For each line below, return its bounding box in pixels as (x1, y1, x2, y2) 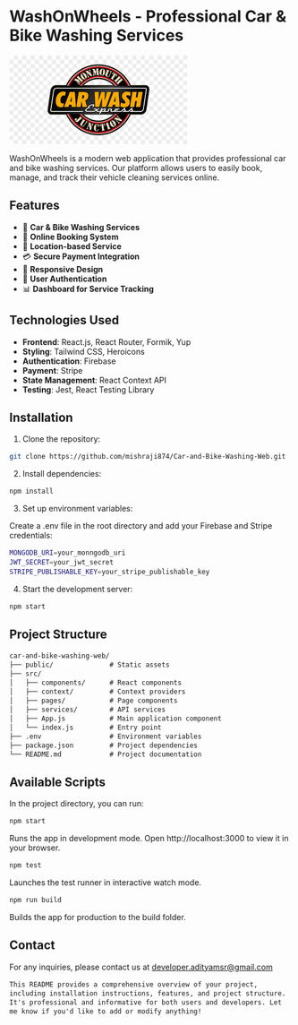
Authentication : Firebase (21, 356, 116, 366)
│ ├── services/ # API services (9, 705, 166, 714)
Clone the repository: (21, 434, 101, 444)
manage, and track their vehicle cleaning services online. (9, 172, 220, 183)
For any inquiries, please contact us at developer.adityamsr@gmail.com (9, 961, 273, 972)
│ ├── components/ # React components (9, 678, 182, 687)
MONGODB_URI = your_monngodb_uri (9, 548, 126, 557)
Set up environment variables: (21, 504, 133, 514)
